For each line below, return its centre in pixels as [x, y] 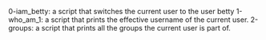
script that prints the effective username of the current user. [150, 20]
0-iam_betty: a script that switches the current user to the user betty [121, 11]
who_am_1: [26, 20]
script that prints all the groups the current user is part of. [136, 28]
